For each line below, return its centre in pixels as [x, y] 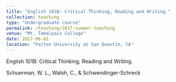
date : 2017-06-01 [28, 39]
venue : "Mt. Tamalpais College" [46, 34]
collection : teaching [33, 17]
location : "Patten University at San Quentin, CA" [70, 45]
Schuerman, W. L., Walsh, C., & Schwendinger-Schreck [73, 73]
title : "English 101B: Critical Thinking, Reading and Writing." [88, 12]
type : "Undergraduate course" [44, 22]
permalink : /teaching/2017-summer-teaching [61, 28]
